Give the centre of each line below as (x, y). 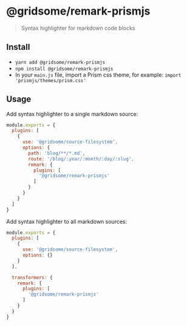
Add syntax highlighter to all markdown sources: (67, 221)
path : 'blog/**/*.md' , (57, 153)
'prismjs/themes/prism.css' (50, 80)
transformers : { (32, 277)
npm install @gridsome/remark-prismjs (64, 69)
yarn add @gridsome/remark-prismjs (60, 62)
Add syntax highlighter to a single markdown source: (72, 114)
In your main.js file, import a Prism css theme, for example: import (98, 75)
